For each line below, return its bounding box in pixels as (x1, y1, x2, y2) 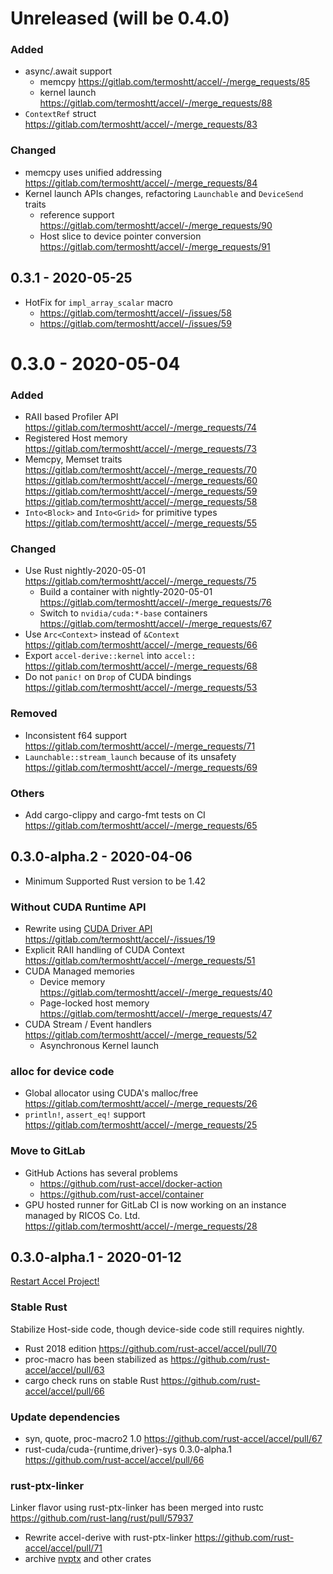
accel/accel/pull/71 (24, 1542, 103, 1554)
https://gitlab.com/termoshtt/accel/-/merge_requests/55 (24, 517, 258, 529)
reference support (39, 208, 115, 221)
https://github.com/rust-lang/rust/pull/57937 (10, 1512, 194, 1524)
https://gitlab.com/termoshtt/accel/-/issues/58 (39, 307, 232, 319)
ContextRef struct (24, 108, 97, 120)
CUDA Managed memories (24, 965, 135, 977)
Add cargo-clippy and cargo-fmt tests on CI (24, 808, 206, 821)
